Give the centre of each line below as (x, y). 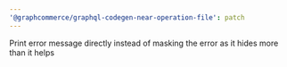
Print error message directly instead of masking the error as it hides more (144, 43)
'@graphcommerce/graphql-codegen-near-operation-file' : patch (127, 17)
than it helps (32, 52)
